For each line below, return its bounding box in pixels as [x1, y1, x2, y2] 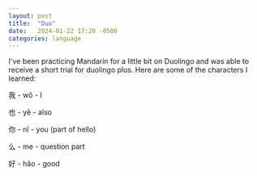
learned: [8, 73, 36, 83]
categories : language [8, 34, 82, 43]
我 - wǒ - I [8, 90, 42, 100]
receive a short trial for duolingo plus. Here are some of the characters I [8, 65, 248, 75]
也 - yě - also [8, 107, 53, 117]
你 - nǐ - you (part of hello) [8, 124, 96, 134]
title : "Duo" [8, 19, 57, 27]
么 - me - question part [8, 142, 85, 152]
